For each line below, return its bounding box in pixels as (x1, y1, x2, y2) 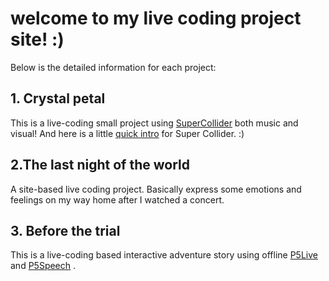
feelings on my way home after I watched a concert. (10, 193, 225, 206)
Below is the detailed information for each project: (10, 61, 217, 73)
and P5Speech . (10, 260, 77, 272)
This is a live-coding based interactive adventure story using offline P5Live (10, 249, 318, 261)
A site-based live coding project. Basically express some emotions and (10, 183, 302, 195)
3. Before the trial (10, 222, 121, 239)
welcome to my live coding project (10, 7, 302, 30)
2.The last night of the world (10, 157, 190, 174)
